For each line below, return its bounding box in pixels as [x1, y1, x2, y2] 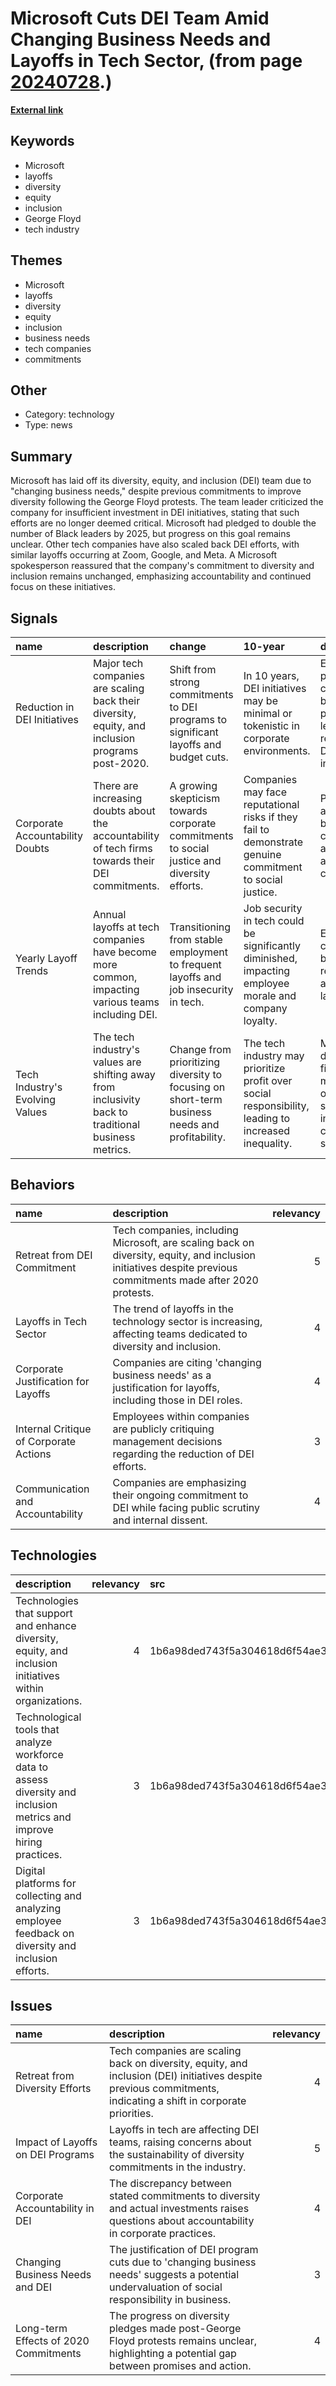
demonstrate [243, 835, 304, 849]
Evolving [15, 1093, 56, 1106]
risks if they [243, 810, 298, 824]
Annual [93, 908, 127, 921]
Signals [10, 610, 58, 627]
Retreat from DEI [15, 1248, 93, 1262]
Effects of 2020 [15, 2334, 90, 2348]
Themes [10, 252, 63, 269]
